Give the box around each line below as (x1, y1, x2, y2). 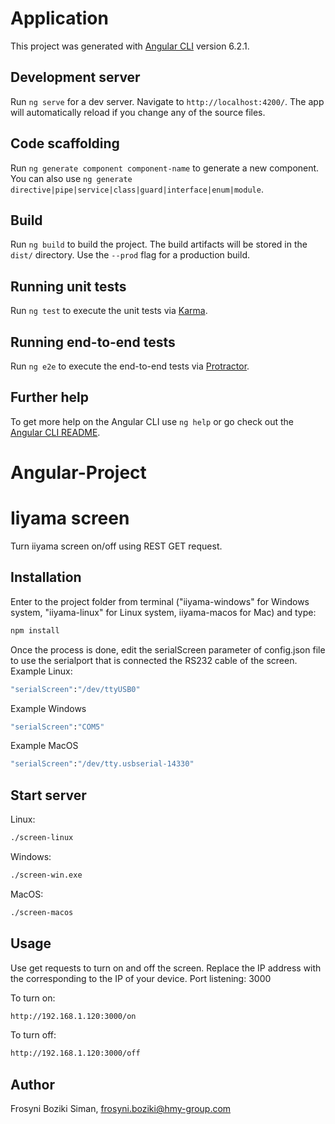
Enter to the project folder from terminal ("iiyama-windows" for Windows (10, 595, 310, 607)
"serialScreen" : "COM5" (10, 722, 105, 732)
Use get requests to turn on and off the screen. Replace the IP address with (10, 962, 322, 974)
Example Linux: (10, 665, 73, 677)
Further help (10, 389, 90, 406)
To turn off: (10, 1029, 57, 1041)
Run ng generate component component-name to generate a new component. (10, 162, 320, 174)
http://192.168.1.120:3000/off (10, 1048, 141, 1059)
